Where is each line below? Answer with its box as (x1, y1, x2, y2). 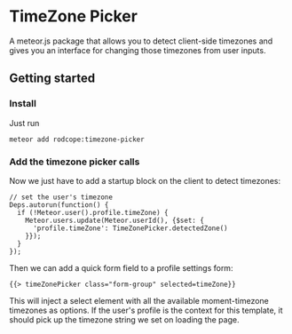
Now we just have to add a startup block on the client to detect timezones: (9, 175, 281, 186)
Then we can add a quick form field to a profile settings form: (9, 262, 233, 273)
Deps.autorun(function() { (9, 200, 109, 210)
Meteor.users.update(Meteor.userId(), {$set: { (25, 216, 204, 225)
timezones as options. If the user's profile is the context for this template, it (9, 305, 283, 315)
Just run (9, 117, 40, 128)
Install (9, 98, 37, 110)
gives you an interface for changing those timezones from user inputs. (9, 44, 266, 55)
